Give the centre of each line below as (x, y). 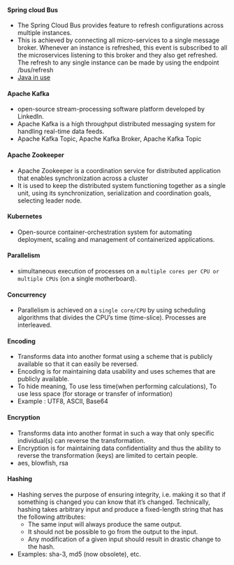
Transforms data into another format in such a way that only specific (116, 433)
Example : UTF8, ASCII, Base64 (63, 401)
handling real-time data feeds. (61, 131)
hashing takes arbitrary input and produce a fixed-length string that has (120, 509)
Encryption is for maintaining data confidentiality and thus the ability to (119, 448)
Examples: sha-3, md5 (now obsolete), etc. (79, 554)
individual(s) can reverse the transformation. (81, 440)
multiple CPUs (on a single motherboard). (77, 279)
